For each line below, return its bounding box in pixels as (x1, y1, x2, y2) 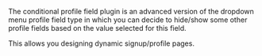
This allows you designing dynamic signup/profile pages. (8, 39, 195, 48)
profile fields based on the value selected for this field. (8, 24, 187, 32)
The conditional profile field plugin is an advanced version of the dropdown (8, 7, 254, 16)
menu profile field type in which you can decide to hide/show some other (8, 15, 248, 24)
